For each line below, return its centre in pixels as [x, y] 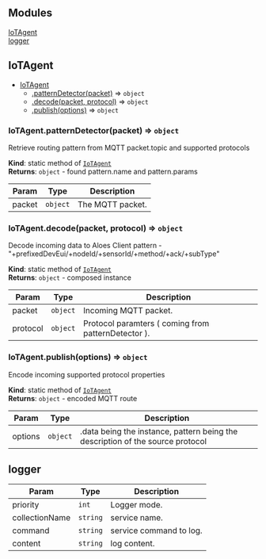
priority [26, 505]
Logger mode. [137, 505]
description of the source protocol [144, 441]
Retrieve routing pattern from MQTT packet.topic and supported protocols [129, 147]
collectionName [42, 518]
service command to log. [157, 530]
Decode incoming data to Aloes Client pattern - [85, 246]
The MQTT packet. [113, 204]
